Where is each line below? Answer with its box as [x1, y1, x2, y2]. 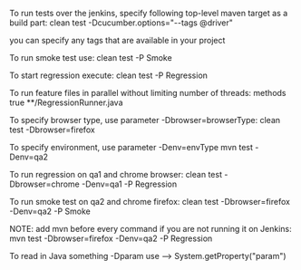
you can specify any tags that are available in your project [9, 35, 226, 45]
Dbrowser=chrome [9, 178, 80, 189]
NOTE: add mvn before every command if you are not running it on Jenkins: [9, 224, 292, 234]
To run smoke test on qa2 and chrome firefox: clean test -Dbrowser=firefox [9, 197, 290, 207]
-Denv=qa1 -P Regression [81, 178, 178, 189]
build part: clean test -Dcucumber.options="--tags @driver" [9, 17, 234, 28]
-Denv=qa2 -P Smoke [9, 206, 91, 217]
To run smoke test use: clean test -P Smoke [9, 53, 172, 63]
